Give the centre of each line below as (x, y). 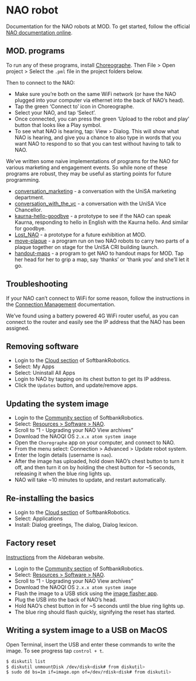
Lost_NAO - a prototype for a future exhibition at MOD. (80, 234)
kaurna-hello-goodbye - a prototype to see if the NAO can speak (93, 216)
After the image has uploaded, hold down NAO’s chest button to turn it (99, 461)
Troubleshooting (37, 284)
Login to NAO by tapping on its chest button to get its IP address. (93, 379)
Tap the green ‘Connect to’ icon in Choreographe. (74, 106)
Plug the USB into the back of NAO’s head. (66, 599)
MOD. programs (36, 51)
